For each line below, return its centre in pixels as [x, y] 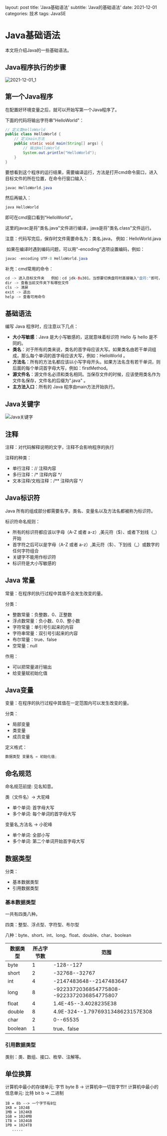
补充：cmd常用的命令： [29, 269]
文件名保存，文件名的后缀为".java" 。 [50, 380]
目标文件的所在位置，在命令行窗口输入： [46, 178]
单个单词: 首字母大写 [33, 808]
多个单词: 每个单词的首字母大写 [44, 814]
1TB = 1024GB [19, 1121]
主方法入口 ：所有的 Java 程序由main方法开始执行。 [65, 387]
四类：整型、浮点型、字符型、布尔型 [42, 925]
